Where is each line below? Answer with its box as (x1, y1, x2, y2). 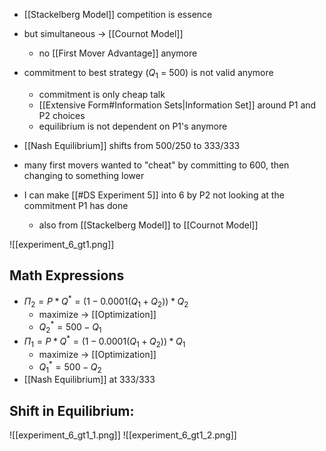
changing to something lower (23, 169, 145, 181)
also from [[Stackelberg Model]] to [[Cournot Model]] (38, 219, 259, 231)
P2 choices (38, 109, 86, 121)
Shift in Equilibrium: (9, 402, 135, 419)
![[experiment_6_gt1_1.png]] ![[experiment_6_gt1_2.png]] (9, 429, 237, 441)
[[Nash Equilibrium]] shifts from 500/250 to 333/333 (23, 139, 241, 151)
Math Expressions (9, 267, 125, 284)
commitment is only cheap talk (38, 88, 166, 100)
